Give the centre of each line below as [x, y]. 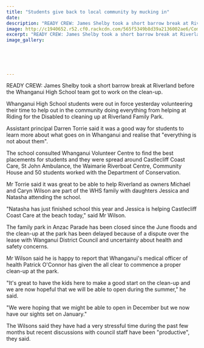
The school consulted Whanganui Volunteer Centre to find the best [90, 153]
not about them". [27, 142]
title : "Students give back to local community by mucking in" [88, 12]
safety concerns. [27, 247]
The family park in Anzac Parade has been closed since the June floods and [102, 227]
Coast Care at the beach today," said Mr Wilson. [66, 216]
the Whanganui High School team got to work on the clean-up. [84, 92]
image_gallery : [25, 40]
